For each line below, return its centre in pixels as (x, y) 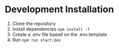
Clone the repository (34, 23)
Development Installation (59, 9)
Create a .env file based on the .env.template (60, 34)
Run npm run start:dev (36, 40)
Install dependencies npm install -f (51, 29)
